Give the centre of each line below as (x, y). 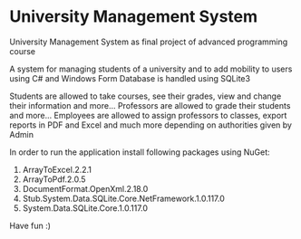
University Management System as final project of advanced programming (149, 42)
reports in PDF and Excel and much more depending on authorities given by (151, 125)
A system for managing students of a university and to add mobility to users (151, 69)
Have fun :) (30, 225)
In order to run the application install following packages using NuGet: (140, 152)
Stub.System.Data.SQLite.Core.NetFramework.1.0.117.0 (123, 198)
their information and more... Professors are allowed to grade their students (150, 105)
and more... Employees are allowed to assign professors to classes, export (148, 115)
